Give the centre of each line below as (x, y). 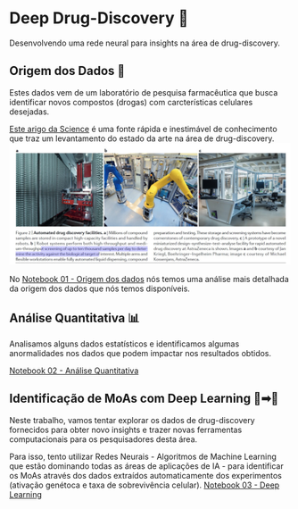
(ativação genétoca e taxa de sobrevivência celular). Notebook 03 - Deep (145, 485)
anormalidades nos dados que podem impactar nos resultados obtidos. (141, 354)
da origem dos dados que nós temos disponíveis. (99, 288)
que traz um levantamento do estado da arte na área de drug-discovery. (142, 138)
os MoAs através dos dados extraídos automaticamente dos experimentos (146, 475)
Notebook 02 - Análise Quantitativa (74, 371)
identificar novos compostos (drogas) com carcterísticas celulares (131, 102)
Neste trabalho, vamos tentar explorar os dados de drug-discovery (132, 420)
